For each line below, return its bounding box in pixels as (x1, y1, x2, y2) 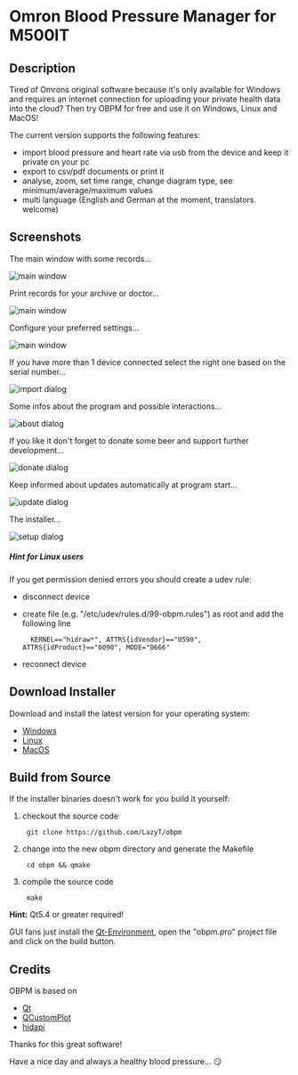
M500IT (9, 25, 69, 45)
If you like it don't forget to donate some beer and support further (9, 435, 249, 446)
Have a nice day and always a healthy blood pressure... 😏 (9, 1056, 222, 1067)
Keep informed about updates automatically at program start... (9, 479, 238, 490)
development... (9, 444, 64, 455)
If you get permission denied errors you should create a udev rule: (9, 574, 252, 584)
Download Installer (9, 684, 117, 700)
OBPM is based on (9, 986, 77, 997)
